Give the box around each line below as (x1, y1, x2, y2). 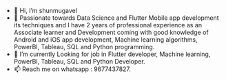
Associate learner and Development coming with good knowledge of (13, 28, 209, 36)
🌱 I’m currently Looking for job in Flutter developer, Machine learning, (13, 50, 211, 58)
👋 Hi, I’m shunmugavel (13, 7, 78, 14)
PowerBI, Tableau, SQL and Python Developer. (13, 57, 146, 65)
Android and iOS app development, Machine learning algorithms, (13, 36, 198, 44)
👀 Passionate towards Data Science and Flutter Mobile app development (13, 14, 219, 22)
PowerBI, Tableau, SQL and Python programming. (13, 43, 155, 51)
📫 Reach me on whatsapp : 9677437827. (13, 65, 131, 73)
